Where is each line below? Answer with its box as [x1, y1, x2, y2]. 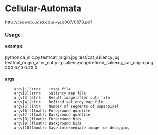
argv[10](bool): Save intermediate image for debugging [14, 125, 130, 130]
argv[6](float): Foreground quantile [14, 108, 91, 113]
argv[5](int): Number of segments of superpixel [14, 104, 119, 109]
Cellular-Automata [5, 3, 82, 14]
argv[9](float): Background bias [14, 121, 82, 126]
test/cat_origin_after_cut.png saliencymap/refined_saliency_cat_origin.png [5, 60, 154, 66]
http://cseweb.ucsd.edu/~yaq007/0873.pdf [5, 19, 92, 25]
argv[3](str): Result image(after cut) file [14, 95, 110, 100]
